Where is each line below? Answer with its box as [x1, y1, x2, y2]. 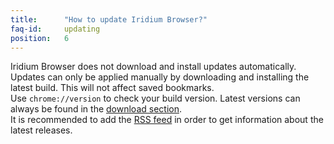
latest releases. [10, 124, 73, 136]
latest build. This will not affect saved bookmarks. [10, 82, 215, 94]
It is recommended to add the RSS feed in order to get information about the [10, 114, 324, 126]
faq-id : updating [10, 24, 101, 34]
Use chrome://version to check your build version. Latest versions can [10, 92, 301, 105]
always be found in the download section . [10, 103, 182, 115]
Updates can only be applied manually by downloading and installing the [10, 71, 310, 83]
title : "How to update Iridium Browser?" [10, 14, 208, 25]
